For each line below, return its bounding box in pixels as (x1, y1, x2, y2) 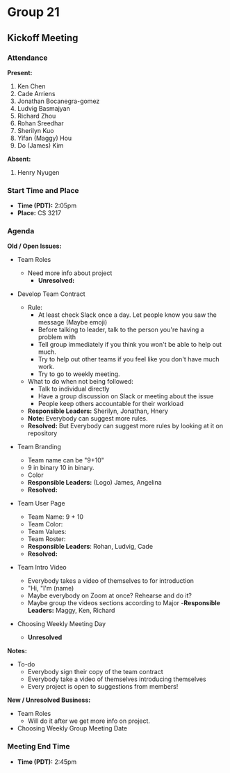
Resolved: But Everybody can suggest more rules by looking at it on (27, 422, 224, 430)
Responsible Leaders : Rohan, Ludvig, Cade (27, 542, 154, 551)
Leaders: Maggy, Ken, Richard (27, 607, 115, 615)
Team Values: (27, 527, 67, 536)
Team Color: (27, 520, 63, 529)
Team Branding (17, 443, 61, 451)
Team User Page (17, 499, 65, 508)
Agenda (7, 226, 35, 236)
